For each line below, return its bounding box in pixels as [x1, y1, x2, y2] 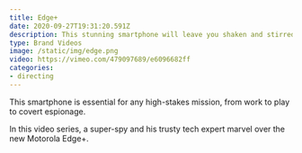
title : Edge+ [9, 13, 58, 22]
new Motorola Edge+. [9, 132, 90, 144]
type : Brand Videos [9, 38, 83, 48]
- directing [9, 72, 54, 81]
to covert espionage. [9, 105, 86, 117]
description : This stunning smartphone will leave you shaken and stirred [9, 30, 296, 39]
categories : [9, 64, 54, 73]
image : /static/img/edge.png [9, 47, 119, 56]
